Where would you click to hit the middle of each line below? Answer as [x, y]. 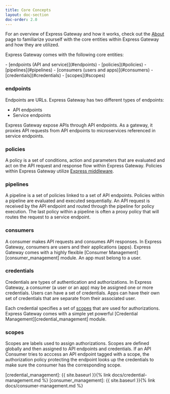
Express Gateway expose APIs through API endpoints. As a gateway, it [79, 125]
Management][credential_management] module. [56, 319]
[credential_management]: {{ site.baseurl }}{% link [58, 375]
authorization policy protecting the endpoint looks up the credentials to [80, 360]
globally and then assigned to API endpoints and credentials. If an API [78, 349]
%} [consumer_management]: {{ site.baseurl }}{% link [98, 380]
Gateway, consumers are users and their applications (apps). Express [78, 247]
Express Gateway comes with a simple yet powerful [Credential [72, 313]
